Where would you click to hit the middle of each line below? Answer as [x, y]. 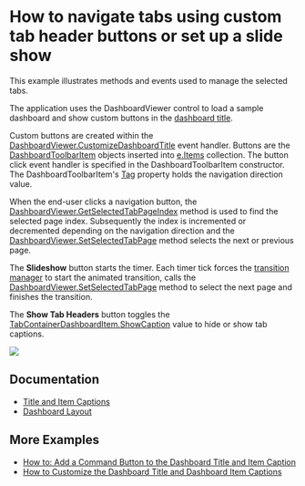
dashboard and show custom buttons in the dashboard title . [122, 118]
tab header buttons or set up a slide [147, 36]
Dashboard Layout [57, 411]
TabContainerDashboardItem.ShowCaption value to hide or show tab [138, 324]
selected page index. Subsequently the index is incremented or [128, 221]
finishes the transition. [51, 296]
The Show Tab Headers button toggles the [90, 314]
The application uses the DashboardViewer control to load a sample [137, 108]
